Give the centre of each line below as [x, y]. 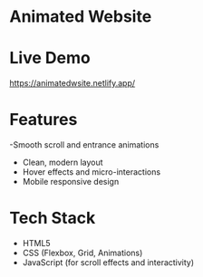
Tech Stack [53, 218]
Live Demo [50, 58]
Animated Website [81, 17]
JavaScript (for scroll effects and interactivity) [108, 263]
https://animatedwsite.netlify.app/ [72, 83]
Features [43, 120]
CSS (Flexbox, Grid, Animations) [82, 253]
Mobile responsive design [71, 182]
